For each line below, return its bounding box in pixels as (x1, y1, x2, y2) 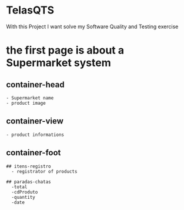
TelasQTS (6, 4, 55, 17)
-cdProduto (11, 189, 38, 195)
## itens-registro (6, 163, 51, 169)
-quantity (11, 194, 35, 200)
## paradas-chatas (6, 179, 51, 185)
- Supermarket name (6, 95, 54, 101)
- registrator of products (11, 168, 78, 174)
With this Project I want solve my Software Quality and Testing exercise (6, 23, 179, 30)
